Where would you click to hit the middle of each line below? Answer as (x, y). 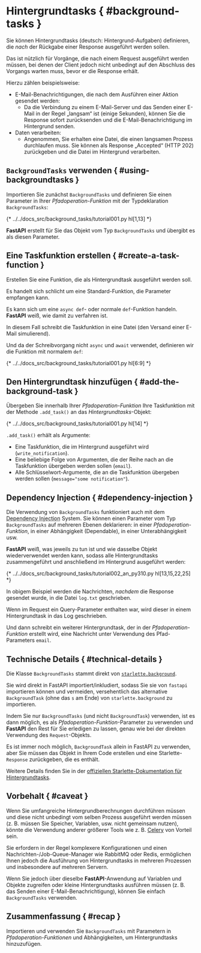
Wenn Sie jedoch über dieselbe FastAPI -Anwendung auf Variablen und (94, 878)
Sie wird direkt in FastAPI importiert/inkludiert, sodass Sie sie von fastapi (97, 685)
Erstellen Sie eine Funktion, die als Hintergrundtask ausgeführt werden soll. (99, 279)
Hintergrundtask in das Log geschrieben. (57, 616)
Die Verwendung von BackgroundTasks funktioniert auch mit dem (85, 512)
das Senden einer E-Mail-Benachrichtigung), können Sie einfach (86, 891)
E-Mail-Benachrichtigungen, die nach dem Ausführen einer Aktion (97, 94)
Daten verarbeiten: (38, 133)
